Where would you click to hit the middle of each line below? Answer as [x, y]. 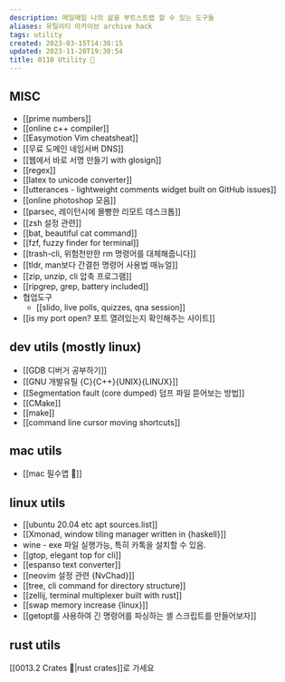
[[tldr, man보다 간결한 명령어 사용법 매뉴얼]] [100, 265]
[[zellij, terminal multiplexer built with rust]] [102, 596]
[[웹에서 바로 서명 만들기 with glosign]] [92, 160]
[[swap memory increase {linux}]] [85, 605]
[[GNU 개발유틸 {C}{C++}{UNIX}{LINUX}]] [100, 381]
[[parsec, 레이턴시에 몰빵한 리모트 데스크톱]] [101, 211]
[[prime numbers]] [57, 118]
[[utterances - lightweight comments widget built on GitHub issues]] [149, 189]
